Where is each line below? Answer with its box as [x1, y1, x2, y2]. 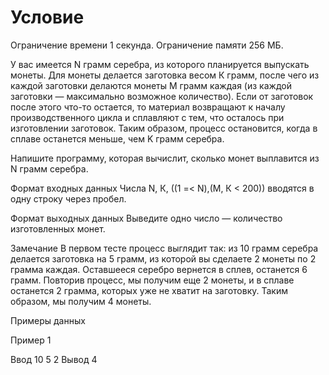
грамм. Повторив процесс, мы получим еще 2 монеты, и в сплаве [10, 274, 295, 286]
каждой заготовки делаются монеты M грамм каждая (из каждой [10, 79, 292, 91]
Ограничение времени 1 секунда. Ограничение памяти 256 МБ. [10, 39, 284, 51]
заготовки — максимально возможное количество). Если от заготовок [10, 90, 314, 102]
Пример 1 [10, 334, 52, 346]
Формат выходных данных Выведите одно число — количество [10, 212, 283, 224]
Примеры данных [10, 314, 86, 326]
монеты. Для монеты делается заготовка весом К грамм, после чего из [10, 69, 320, 81]
